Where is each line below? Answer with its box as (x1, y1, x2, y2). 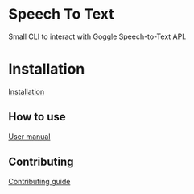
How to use (8, 110, 66, 124)
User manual (8, 131, 51, 141)
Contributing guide (8, 176, 71, 186)
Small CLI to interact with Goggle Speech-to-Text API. (8, 32, 187, 41)
